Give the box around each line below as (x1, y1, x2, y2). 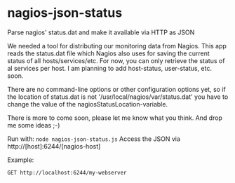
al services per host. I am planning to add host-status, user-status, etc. (7, 64, 213, 72)
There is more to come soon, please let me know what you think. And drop (7, 114, 223, 122)
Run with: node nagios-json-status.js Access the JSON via (7, 135, 181, 143)
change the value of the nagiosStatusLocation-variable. (7, 100, 168, 108)
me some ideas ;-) (7, 121, 60, 129)
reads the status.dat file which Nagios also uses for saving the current (7, 49, 210, 57)
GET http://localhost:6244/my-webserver (7, 169, 128, 176)
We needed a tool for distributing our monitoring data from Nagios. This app (7, 41, 227, 50)
